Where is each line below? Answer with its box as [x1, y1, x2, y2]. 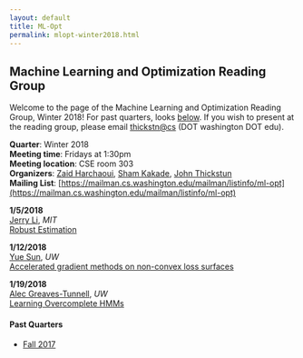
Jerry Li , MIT [9, 214, 57, 225]
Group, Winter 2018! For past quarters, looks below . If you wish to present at [9, 112, 295, 123]
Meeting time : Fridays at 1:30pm [9, 149, 132, 160]
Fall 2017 [22, 339, 56, 350]
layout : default [9, 13, 71, 23]
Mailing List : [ [9, 178, 62, 189]
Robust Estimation [9, 224, 77, 235]
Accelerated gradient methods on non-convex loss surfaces [9, 261, 234, 273]
